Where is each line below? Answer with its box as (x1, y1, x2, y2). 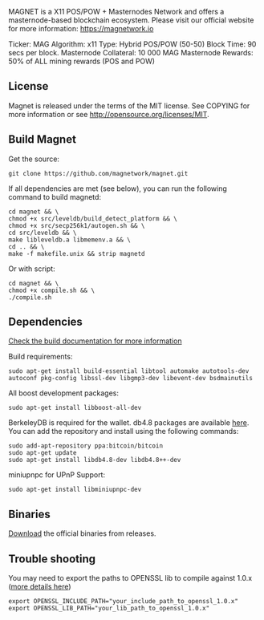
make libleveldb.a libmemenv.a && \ (8, 236, 131, 244)
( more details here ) (8, 582, 71, 592)
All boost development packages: (8, 388, 119, 398)
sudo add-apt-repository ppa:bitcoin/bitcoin (8, 442, 163, 450)
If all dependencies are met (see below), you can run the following (8, 184, 227, 193)
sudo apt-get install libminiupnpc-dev (8, 485, 142, 494)
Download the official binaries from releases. (8, 529, 156, 538)
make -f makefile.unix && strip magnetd (8, 249, 146, 257)
